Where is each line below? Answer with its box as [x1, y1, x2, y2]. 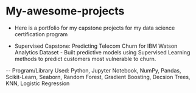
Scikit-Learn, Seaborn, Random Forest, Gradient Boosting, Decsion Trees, [5, 73, 191, 80]
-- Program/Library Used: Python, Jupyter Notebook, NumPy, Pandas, [5, 66, 181, 74]
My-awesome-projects [5, 4, 125, 18]
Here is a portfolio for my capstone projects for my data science [14, 24, 175, 31]
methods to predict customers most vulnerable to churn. [14, 55, 156, 62]
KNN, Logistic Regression [5, 80, 70, 87]
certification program [14, 30, 68, 37]
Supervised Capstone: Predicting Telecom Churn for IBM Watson [14, 42, 178, 50]
